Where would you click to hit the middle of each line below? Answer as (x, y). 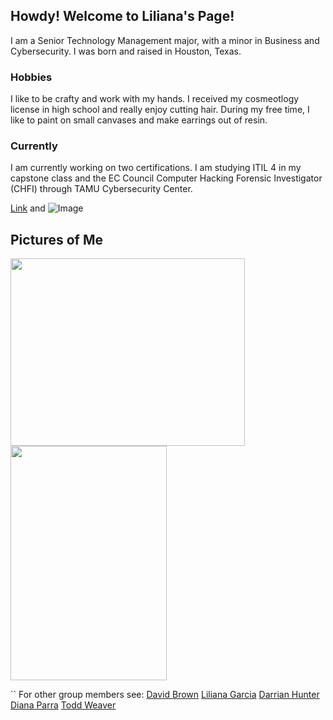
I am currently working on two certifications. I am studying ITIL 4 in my (156, 168)
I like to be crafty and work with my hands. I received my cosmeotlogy (155, 99)
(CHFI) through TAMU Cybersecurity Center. (101, 189)
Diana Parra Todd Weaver (63, 705)
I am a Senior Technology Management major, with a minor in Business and (165, 40)
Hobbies (31, 77)
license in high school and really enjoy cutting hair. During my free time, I (160, 110)
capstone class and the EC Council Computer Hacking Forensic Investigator (166, 178)
